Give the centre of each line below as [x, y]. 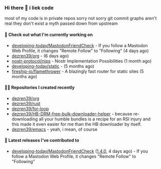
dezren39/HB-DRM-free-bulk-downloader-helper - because [72, 114]
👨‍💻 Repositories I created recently [40, 87]
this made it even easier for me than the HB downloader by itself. [76, 124]
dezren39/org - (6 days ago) [40, 56]
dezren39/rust [26, 103]
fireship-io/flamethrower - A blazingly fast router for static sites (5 [78, 71]
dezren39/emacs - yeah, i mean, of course [54, 129]
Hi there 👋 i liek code [29, 8]
